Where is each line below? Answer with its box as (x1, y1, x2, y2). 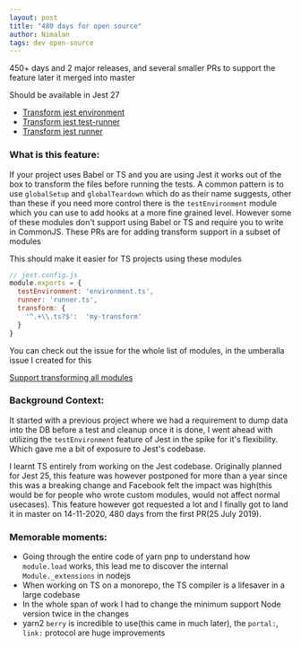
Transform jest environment (21, 107, 125, 118)
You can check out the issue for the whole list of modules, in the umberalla (9, 345, 285, 355)
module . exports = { (9, 279, 82, 288)
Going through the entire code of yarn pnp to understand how (21, 551, 251, 562)
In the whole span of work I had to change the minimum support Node (21, 599, 281, 610)
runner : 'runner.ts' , (17, 295, 99, 305)
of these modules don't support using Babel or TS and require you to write (9, 216, 284, 227)
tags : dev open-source (9, 38, 94, 48)
